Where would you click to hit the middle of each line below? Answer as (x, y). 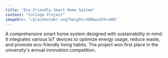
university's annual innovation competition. (51, 50)
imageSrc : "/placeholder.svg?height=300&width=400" (61, 19)
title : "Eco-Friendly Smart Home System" (50, 10)
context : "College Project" (35, 15)
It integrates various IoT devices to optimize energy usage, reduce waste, (83, 39)
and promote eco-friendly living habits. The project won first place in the (82, 45)
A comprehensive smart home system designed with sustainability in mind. (84, 34)
